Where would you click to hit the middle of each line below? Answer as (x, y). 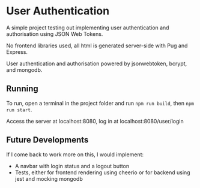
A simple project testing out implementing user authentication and (88, 28)
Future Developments (47, 140)
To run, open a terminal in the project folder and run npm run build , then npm (100, 103)
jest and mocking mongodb (49, 178)
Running (23, 89)
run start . (19, 110)
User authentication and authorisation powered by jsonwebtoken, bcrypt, (97, 63)
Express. (17, 51)
